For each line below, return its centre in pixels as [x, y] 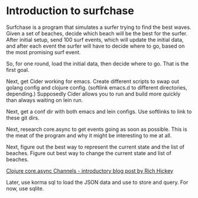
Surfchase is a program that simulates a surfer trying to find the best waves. [99, 27]
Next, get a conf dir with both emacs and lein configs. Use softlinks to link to [99, 111]
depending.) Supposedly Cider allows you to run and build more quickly [93, 94]
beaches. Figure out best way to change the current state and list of [89, 153]
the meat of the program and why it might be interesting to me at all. [89, 135]
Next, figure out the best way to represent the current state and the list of [95, 147]
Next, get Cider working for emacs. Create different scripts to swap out [92, 81]
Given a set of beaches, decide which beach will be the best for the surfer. [97, 33]
